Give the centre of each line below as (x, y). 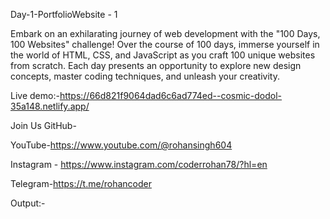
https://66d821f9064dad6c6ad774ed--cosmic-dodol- (171, 95)
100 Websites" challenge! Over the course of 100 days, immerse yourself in (165, 44)
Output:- (28, 203)
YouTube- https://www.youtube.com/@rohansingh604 (121, 145)
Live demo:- (35, 95)
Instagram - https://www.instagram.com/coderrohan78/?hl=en (139, 164)
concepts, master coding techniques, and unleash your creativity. (145, 76)
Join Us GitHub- (43, 125)
